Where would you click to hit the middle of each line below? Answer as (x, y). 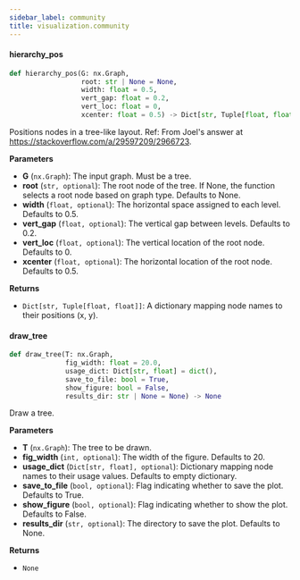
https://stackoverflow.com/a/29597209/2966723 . (100, 141)
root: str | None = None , (129, 81)
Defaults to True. (53, 495)
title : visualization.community (69, 26)
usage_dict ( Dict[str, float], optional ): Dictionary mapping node (148, 467)
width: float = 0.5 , (119, 90)
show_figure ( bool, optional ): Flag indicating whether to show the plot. (155, 505)
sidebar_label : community (57, 17)
